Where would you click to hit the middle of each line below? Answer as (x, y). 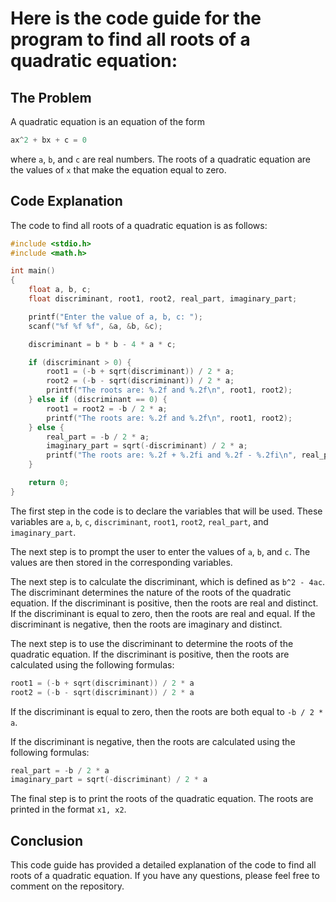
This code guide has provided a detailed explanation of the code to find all (163, 865)
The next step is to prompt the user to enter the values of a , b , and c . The (160, 551)
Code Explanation (66, 201)
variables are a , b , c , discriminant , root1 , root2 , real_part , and (139, 521)
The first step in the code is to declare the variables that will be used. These (166, 511)
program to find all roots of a (130, 39)
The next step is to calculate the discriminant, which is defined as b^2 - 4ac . (168, 581)
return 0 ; (49, 483)
